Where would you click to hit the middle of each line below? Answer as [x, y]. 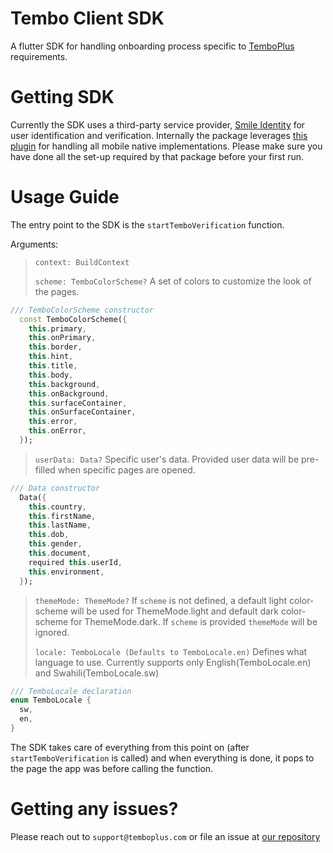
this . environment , [66, 572]
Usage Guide [65, 197]
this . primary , [57, 328]
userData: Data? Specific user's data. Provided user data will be [167, 459]
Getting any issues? [94, 809]
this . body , [51, 375]
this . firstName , [62, 516]
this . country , [57, 507]
